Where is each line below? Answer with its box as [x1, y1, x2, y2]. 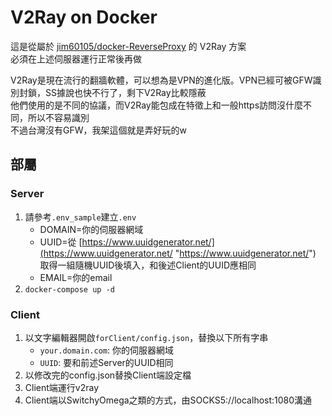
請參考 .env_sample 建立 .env [24, 211, 137, 223]
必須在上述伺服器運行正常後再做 [10, 52, 142, 65]
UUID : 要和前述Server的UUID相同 [39, 356, 174, 368]
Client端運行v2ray [24, 381, 100, 393]
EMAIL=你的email [39, 271, 113, 283]
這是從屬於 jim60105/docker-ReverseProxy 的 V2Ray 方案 [10, 40, 247, 52]
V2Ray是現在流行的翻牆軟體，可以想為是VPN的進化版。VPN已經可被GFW [10, 74, 313, 86]
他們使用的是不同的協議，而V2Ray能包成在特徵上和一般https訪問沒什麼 [10, 99, 304, 111]
